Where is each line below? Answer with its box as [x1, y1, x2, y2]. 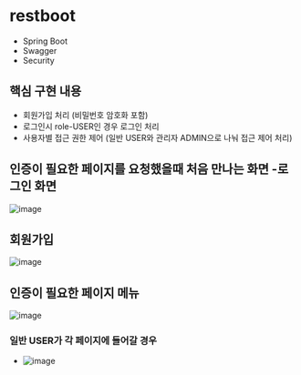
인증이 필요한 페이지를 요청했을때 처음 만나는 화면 [9, 161, 269, 177]
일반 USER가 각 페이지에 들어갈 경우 [9, 334, 158, 347]
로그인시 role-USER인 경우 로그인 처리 [22, 120, 160, 132]
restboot [9, 5, 76, 26]
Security [22, 55, 55, 66]
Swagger [22, 45, 57, 56]
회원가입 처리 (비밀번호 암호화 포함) [22, 109, 149, 120]
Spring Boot [22, 35, 68, 46]
